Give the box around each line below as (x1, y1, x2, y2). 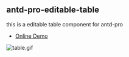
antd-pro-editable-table (6, 5, 99, 15)
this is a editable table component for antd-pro (6, 20, 124, 28)
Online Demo (15, 32, 48, 40)
